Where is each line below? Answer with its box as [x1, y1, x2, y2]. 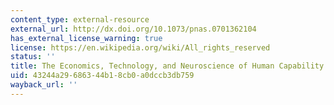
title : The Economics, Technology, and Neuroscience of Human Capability [10, 61, 325, 71]
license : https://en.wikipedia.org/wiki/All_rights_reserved [10, 42, 271, 53]
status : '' [10, 52, 56, 62]
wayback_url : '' [10, 80, 78, 90]
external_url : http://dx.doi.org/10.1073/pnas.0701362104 [10, 24, 257, 34]
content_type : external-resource [10, 14, 150, 25]
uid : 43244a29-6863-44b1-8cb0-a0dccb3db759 [10, 71, 195, 81]
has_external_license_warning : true [10, 33, 163, 43]
